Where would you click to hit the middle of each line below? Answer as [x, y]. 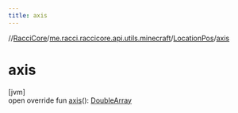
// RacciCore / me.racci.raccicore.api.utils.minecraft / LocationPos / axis [119, 38]
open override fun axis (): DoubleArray [70, 100]
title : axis [28, 15]
